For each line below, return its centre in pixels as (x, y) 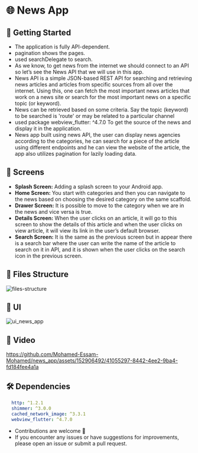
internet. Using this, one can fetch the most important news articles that (102, 91)
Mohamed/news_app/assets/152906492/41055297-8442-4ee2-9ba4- (92, 361)
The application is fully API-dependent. (62, 47)
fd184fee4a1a (22, 367)
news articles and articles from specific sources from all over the (94, 84)
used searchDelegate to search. (53, 59)
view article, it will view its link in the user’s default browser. (87, 230)
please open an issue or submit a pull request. (71, 443)
